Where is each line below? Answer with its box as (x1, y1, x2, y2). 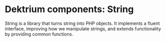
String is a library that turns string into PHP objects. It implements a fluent (5, 20, 160, 26)
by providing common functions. (5, 31, 74, 37)
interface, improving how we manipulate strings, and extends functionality (5, 25, 161, 31)
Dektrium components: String (5, 4, 134, 15)
